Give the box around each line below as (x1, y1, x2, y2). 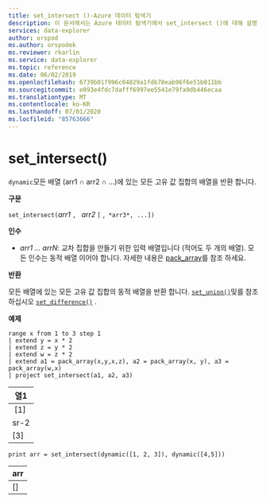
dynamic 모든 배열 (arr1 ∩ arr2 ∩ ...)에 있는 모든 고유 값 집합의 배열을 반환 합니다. (8, 177, 256, 186)
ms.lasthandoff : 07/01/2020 (8, 108, 102, 116)
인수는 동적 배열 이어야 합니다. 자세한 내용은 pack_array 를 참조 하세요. (28, 252, 246, 263)
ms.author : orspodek (8, 41, 77, 49)
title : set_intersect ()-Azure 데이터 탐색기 (8, 11, 152, 20)
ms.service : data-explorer (8, 57, 98, 64)
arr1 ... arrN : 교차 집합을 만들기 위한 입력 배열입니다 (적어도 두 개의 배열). (19, 243, 246, 252)
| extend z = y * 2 (8, 343, 73, 351)
